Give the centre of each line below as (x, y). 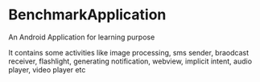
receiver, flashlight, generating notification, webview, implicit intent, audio (130, 61)
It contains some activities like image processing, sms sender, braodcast (129, 52)
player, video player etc (47, 69)
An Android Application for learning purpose (82, 37)
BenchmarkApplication (87, 15)
